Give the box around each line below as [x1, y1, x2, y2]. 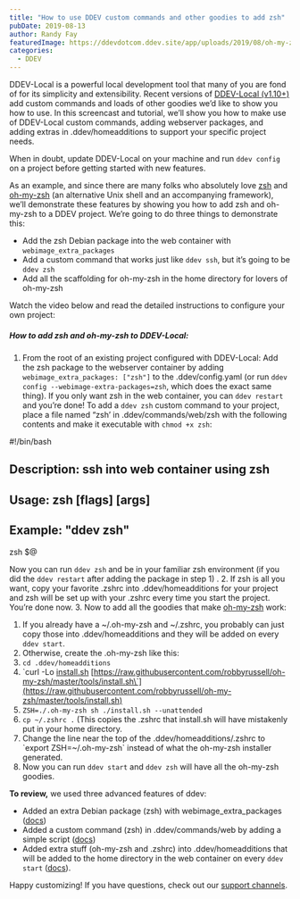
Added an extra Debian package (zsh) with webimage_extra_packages [21, 805, 283, 816]
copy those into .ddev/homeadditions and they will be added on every [21, 628, 279, 639]
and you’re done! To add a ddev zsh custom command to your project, [21, 399, 279, 411]
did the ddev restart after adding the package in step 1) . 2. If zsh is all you [9, 573, 286, 584]
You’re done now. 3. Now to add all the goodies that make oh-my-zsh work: [9, 602, 287, 612]
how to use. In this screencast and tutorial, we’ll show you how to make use [9, 108, 287, 118]
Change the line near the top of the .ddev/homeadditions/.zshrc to [21, 733, 266, 744]
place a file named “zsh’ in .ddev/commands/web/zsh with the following [21, 409, 287, 420]
